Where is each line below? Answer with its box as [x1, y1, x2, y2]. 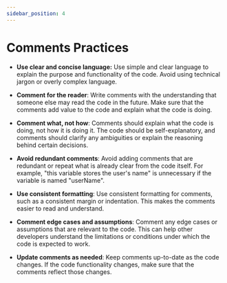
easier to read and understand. [16, 204, 105, 213]
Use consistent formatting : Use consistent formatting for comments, [16, 189, 213, 197]
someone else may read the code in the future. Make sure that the [16, 98, 204, 106]
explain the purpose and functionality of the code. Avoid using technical [16, 70, 221, 78]
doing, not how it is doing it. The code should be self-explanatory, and [16, 126, 215, 135]
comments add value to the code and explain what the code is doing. [16, 105, 213, 114]
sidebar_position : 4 [6, 10, 66, 17]
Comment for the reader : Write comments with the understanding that [16, 90, 217, 99]
